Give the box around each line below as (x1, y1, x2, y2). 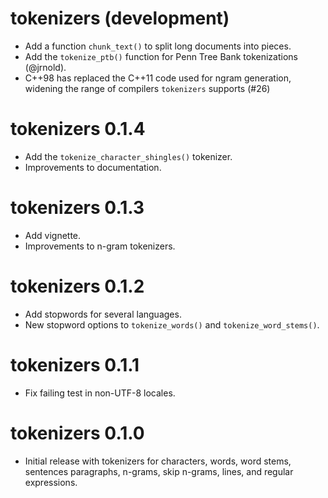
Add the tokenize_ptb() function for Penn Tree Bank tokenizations (24, 50, 298, 62)
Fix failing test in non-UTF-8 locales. (24, 387, 176, 399)
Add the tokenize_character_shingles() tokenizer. (24, 150, 233, 162)
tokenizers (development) (10, 7, 230, 30)
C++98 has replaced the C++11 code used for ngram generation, (24, 72, 292, 84)
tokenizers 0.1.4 (10, 118, 146, 141)
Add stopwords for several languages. (24, 308, 182, 320)
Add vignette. (24, 229, 82, 241)
